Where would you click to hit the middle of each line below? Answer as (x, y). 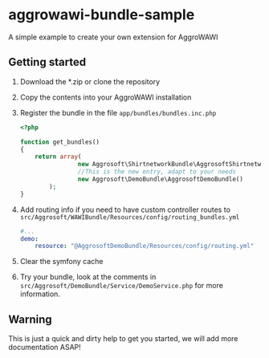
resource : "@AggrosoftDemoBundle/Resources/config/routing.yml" (145, 246)
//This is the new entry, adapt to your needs (157, 172)
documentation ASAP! (45, 348)
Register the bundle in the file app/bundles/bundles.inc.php (118, 112)
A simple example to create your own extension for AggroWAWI (113, 37)
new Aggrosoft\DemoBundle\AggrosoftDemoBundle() (160, 179)
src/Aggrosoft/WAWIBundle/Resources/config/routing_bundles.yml (130, 217)
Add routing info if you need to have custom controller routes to (125, 210)
